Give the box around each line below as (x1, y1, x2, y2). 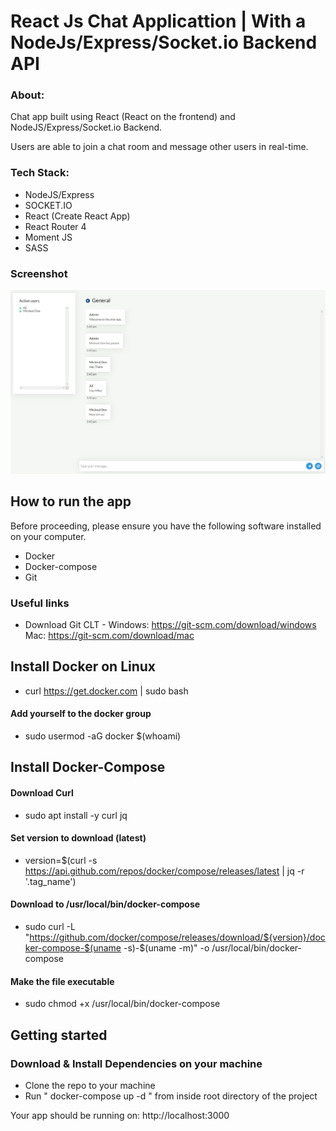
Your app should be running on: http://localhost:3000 (10, 1109, 230, 1121)
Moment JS (24, 231, 73, 243)
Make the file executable (10, 975, 115, 987)
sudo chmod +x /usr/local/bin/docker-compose (24, 998, 221, 1010)
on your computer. (10, 530, 87, 542)
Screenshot (10, 266, 68, 280)
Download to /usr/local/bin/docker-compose (10, 898, 201, 910)
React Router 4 (24, 220, 87, 232)
